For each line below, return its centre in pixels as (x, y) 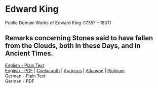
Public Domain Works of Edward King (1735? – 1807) (58, 23)
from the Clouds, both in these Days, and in (73, 46)
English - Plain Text (25, 65)
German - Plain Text (25, 76)
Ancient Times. (29, 53)
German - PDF (20, 81)
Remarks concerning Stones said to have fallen (79, 38)
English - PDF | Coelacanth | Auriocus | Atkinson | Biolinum (65, 70)
